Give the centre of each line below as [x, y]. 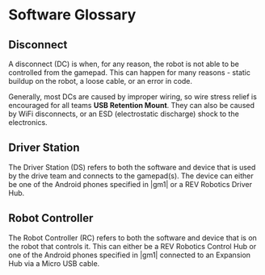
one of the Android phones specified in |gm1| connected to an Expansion [130, 255]
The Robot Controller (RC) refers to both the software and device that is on [132, 237]
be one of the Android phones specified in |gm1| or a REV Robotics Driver [130, 184]
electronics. [28, 122]
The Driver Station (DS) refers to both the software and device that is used [132, 167]
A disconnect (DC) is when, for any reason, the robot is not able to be [124, 64]
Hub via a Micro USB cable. [54, 263]
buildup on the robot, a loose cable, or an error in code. [100, 81]
